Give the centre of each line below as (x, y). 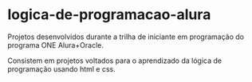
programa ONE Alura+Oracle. (56, 45)
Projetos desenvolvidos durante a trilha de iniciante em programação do (126, 37)
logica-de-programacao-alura (109, 15)
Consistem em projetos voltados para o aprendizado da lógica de (115, 61)
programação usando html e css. (62, 68)
